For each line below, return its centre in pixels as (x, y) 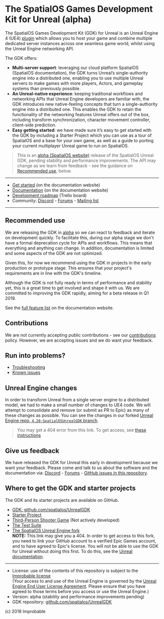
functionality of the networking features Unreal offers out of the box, (81, 114)
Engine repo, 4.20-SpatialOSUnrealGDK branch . (52, 421)
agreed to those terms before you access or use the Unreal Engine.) (81, 591)
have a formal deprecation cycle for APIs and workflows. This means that (79, 243)
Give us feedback (32, 451)
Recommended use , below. (44, 171)
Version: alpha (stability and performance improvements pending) (78, 596)
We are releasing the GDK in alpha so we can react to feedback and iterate (80, 232)
